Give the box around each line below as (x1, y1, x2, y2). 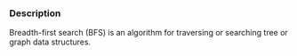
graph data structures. (9, 36, 92, 47)
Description (9, 7, 61, 20)
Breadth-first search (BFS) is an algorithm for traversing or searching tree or (9, 28, 289, 38)
